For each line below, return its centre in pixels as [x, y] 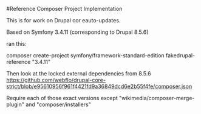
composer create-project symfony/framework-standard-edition [86, 55]
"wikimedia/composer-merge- [157, 98]
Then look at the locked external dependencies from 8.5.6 [79, 74]
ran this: [17, 44]
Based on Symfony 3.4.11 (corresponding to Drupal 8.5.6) [77, 32]
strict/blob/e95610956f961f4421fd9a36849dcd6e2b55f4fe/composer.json [99, 86]
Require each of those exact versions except [62, 98]
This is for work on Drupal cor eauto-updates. [63, 20]
